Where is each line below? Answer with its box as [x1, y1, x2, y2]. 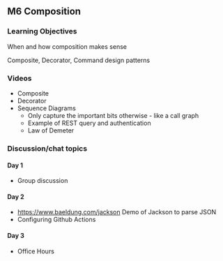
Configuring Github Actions [17, 216, 96, 224]
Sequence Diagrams [17, 104, 77, 112]
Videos [7, 73, 32, 83]
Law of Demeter [27, 126, 75, 135]
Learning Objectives [7, 27, 78, 36]
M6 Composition [7, 6, 82, 17]
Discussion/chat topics [7, 143, 88, 153]
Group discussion [17, 177, 68, 185]
